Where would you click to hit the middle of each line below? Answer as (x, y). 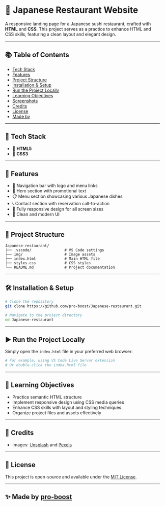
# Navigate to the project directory (44, 315)
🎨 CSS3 (20, 154)
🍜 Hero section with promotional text (49, 191)
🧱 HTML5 (22, 148)
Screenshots (25, 101)
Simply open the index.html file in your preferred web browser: (69, 352)
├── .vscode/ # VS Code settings (55, 250)
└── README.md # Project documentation (60, 268)
